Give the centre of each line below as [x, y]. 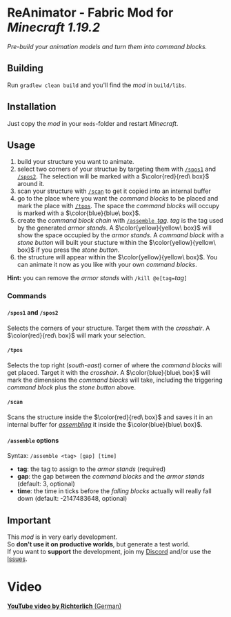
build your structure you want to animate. [76, 162]
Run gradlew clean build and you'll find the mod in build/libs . [97, 85]
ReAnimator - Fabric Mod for [90, 13]
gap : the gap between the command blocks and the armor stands [111, 477]
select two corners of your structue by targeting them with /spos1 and [116, 169]
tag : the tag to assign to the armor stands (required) [91, 469]
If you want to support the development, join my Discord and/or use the [109, 551]
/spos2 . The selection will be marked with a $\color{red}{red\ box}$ [113, 176]
